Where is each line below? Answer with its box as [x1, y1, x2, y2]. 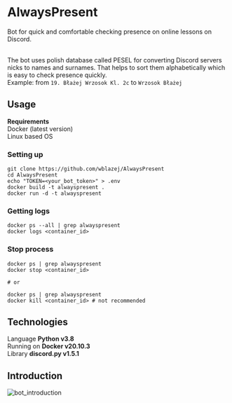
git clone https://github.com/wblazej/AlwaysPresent [7, 165, 165, 172]
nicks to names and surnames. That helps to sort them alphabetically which [7, 63, 226, 71]
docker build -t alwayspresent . [7, 184, 105, 191]
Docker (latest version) [7, 124, 74, 133]
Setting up [7, 149, 43, 159]
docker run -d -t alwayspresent [7, 190, 102, 197]
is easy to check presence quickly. [7, 71, 107, 79]
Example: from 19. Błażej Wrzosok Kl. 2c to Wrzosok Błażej [7, 78, 183, 86]
